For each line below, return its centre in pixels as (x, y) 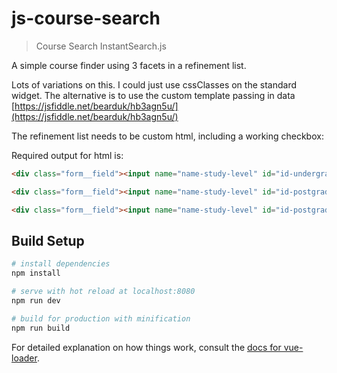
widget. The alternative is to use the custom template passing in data (153, 95)
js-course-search (86, 18)
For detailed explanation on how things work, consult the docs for (146, 347)
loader (24, 358)
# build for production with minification (101, 318)
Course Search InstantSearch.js (101, 46)
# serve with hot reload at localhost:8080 (103, 292)
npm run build (41, 328)
